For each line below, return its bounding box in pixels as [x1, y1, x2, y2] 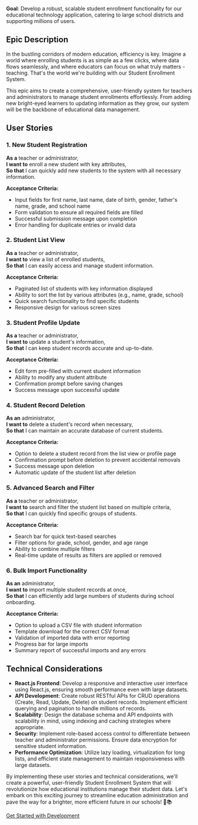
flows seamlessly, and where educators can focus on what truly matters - [6, 63, 185, 70]
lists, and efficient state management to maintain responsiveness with [14, 755, 185, 762]
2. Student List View [6, 236, 65, 244]
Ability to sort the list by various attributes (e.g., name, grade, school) [14, 291, 184, 298]
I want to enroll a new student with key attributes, [6, 160, 127, 167]
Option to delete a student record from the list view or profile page [14, 450, 176, 457]
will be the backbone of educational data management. [6, 106, 141, 113]
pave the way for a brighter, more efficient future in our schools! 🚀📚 [6, 798, 173, 805]
